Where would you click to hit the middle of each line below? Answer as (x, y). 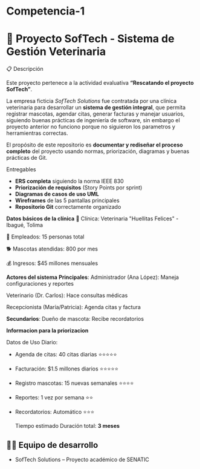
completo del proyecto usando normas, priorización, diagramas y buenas (98, 151)
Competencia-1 (46, 11)
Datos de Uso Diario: (32, 343)
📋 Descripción (25, 69)
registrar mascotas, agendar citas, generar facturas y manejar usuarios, (95, 114)
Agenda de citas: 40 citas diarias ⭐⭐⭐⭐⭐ (66, 355)
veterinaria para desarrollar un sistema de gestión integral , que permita (96, 108)
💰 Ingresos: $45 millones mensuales (52, 263)
